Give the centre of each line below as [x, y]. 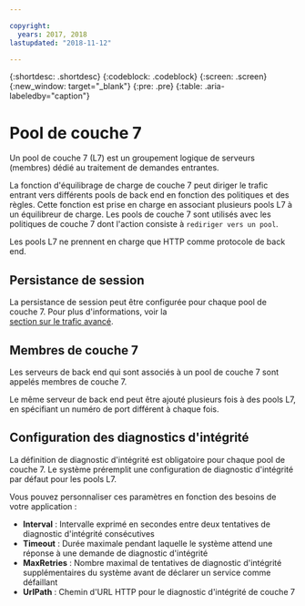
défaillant [40, 582]
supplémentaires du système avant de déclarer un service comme [147, 572]
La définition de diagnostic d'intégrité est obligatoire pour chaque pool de [147, 459]
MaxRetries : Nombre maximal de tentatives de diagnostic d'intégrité [152, 562]
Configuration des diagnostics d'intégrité [129, 438]
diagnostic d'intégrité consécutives [88, 533]
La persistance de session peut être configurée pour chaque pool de [138, 303]
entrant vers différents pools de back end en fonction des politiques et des [149, 195]
